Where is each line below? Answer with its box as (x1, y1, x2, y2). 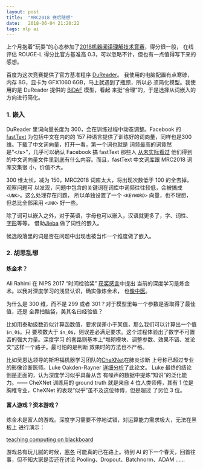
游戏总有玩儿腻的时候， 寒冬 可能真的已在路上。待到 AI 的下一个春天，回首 (6, 448, 191, 455)
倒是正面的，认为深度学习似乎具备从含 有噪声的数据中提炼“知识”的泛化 (6, 371, 182, 379)
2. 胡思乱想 (6, 249, 39, 258)
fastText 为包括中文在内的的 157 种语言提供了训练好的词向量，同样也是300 (6, 133, 192, 140)
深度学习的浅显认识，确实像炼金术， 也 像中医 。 (32, 287, 151, 294)
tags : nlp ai (6, 25, 39, 32)
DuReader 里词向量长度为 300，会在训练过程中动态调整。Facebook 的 (6, 125, 181, 133)
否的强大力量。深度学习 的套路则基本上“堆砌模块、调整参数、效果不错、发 (6, 336, 190, 343)
